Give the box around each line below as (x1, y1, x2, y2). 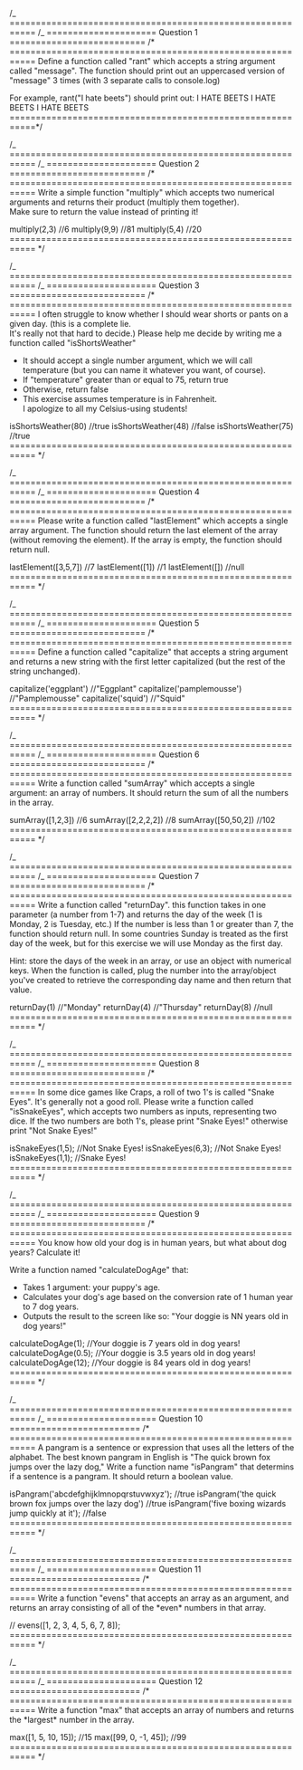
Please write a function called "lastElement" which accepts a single (37, 515, 289, 526)
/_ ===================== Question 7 (37, 871, 200, 881)
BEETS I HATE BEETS (9, 102, 89, 112)
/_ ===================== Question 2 (37, 158, 200, 168)
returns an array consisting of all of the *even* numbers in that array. (9, 1603, 267, 1612)
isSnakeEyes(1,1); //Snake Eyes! (9, 1153, 127, 1162)
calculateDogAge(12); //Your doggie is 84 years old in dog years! (9, 1357, 251, 1368)
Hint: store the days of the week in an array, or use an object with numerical (9, 955, 292, 966)
